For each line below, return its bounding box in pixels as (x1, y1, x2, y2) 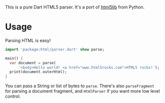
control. (5, 93, 21, 100)
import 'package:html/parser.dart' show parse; (5, 47, 105, 52)
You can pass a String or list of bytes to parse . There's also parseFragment (5, 83, 155, 89)
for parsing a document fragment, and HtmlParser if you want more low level (5, 88, 160, 94)
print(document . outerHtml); (9, 70, 67, 75)
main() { (5, 56, 23, 61)
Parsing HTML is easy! (5, 37, 51, 43)
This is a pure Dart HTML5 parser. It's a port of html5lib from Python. (5, 4, 145, 10)
